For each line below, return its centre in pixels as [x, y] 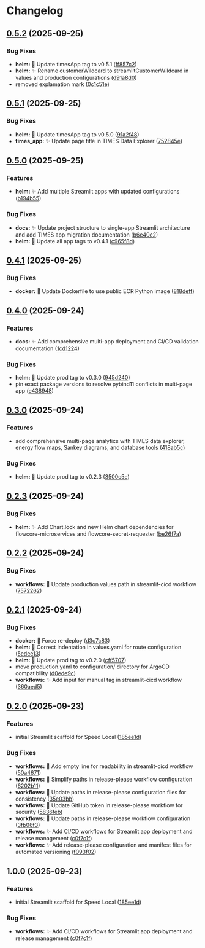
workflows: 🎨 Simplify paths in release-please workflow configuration [104, 779]
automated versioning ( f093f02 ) [56, 852]
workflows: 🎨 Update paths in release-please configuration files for [101, 793]
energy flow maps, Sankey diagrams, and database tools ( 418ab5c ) [100, 447]
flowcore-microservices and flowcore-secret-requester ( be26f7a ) [98, 534]
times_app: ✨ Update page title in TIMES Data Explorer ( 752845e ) [99, 141]
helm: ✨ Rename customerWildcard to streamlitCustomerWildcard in [102, 71]
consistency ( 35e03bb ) [45, 799]
